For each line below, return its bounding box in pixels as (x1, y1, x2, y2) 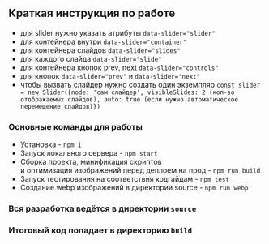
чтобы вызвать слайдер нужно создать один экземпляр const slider (19, 79, 261, 89)
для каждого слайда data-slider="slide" (19, 54, 162, 63)
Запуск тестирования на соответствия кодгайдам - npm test (19, 174, 229, 184)
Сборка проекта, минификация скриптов (19, 157, 162, 167)
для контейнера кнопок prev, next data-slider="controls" (19, 62, 219, 72)
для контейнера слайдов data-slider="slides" (19, 45, 181, 55)
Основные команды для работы (8, 121, 143, 132)
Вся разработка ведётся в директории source (8, 203, 197, 214)
